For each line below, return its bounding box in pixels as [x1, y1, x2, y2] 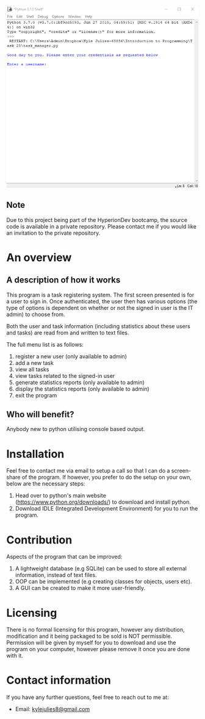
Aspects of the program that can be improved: [6, 553, 123, 561]
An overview [6, 251, 72, 264]
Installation [6, 447, 65, 461]
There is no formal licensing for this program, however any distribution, [6, 626, 185, 633]
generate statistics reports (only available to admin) [15, 378, 145, 386]
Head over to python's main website [15, 492, 107, 500]
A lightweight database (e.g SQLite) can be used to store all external [15, 565, 187, 572]
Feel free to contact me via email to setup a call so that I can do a [6, 467, 170, 474]
